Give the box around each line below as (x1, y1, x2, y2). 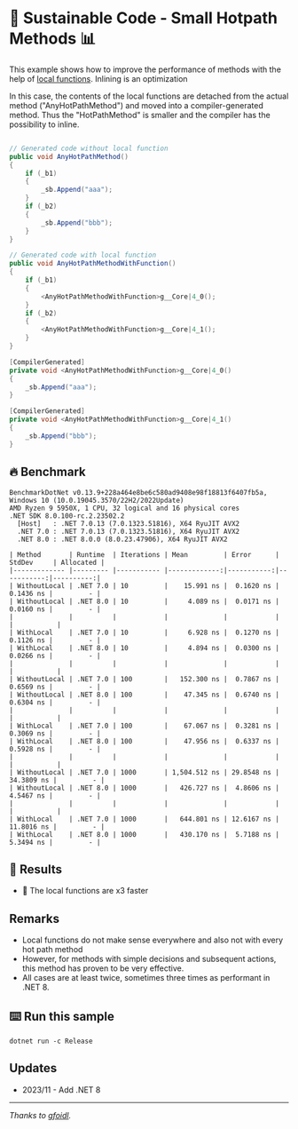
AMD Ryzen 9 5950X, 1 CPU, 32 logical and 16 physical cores (9, 504, 240, 513)
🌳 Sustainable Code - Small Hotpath (9, 8, 278, 28)
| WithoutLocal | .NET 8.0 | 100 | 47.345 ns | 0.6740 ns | (9, 690, 279, 699)
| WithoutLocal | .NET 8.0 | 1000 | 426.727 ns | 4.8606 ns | (9, 783, 279, 792)
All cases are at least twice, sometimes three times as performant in (21, 973, 271, 983)
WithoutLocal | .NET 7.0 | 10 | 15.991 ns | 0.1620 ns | (17, 581, 279, 590)
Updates (9, 1061, 58, 1076)
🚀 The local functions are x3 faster (21, 886, 149, 896)
